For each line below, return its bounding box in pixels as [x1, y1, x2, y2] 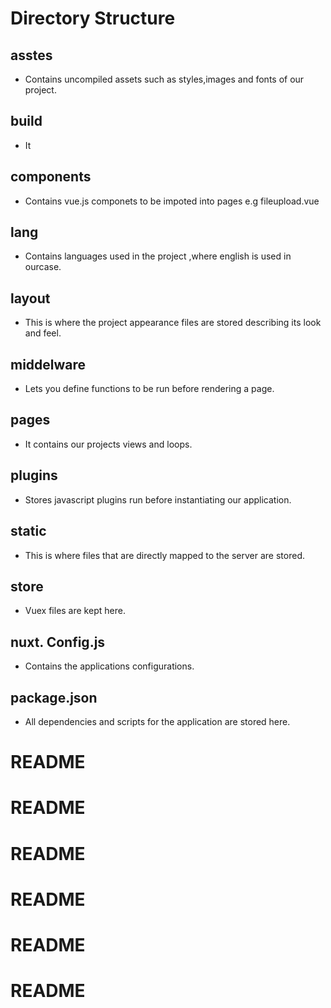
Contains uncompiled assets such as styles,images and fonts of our [24, 73, 305, 85]
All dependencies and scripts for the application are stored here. [24, 715, 291, 727]
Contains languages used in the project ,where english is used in [24, 250, 292, 262]
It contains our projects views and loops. [24, 438, 193, 450]
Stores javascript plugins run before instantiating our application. [24, 493, 292, 506]
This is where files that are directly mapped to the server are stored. [24, 549, 305, 561]
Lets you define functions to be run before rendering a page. [24, 383, 275, 395]
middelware [10, 356, 87, 373]
